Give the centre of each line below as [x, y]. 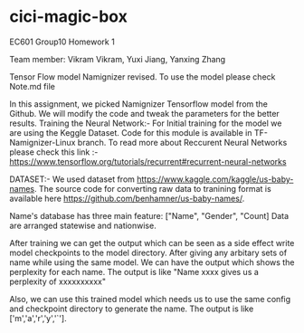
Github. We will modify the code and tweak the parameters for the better [145, 113]
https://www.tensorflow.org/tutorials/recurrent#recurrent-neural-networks [148, 161]
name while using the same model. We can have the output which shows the [152, 262]
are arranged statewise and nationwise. [83, 225]
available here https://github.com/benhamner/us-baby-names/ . [127, 198]
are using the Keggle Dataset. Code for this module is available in [131, 132]
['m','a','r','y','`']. [38, 318]
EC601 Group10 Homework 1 [62, 42]
